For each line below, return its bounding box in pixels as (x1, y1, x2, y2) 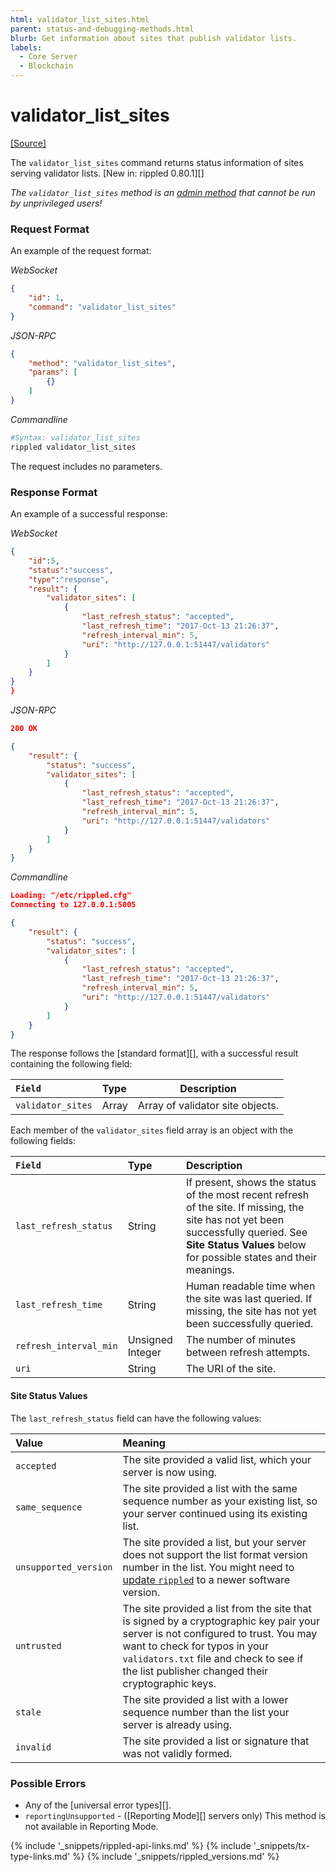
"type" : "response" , (28, 574, 110, 585)
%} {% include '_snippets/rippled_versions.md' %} (72, 1850, 280, 1862)
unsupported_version (15, 1561, 113, 1573)
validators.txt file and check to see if (122, 1651, 304, 1665)
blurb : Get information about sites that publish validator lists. (10, 33, 298, 43)
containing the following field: (10, 1058, 133, 1070)
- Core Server (19, 52, 78, 62)
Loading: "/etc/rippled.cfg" (10, 891, 132, 901)
